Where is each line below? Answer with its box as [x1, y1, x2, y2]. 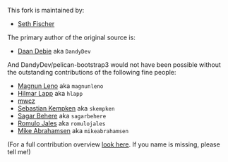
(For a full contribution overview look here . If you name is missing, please [7, 140, 220, 149]
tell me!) [7, 148, 31, 156]
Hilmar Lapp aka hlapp [17, 89, 83, 97]
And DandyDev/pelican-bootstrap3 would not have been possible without [7, 61, 221, 69]
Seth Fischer [17, 20, 55, 27]
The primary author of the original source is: [7, 33, 136, 42]
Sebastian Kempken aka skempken [17, 104, 115, 112]
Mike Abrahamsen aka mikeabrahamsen [17, 127, 129, 135]
